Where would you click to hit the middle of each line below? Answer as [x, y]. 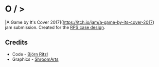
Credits [17, 43]
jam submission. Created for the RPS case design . [55, 27]
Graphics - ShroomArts [35, 59]
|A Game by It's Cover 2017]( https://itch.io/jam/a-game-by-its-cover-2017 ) [80, 22]
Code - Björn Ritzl [30, 54]
